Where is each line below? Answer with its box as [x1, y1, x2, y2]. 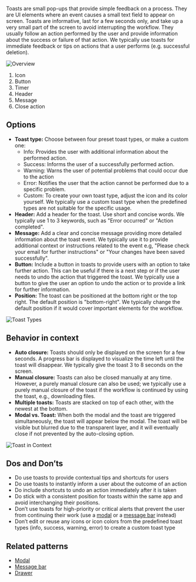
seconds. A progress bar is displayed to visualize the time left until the [14, 355, 184, 362]
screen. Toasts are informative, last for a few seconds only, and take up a [6, 18, 183, 24]
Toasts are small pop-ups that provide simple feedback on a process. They [6, 5, 188, 12]
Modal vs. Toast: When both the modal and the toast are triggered [14, 411, 176, 418]
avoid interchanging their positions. [14, 499, 100, 506]
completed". [14, 223, 45, 230]
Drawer [14, 570, 33, 577]
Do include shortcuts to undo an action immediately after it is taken [14, 487, 177, 494]
